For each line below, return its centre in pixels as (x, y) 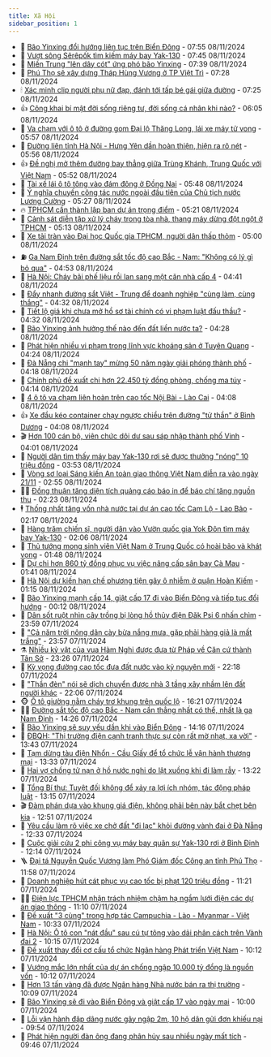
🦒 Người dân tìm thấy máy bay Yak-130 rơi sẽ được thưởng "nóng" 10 (134, 456)
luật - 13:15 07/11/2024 (57, 796)
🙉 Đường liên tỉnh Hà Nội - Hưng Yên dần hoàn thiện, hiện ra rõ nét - (133, 145)
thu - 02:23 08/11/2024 (59, 499)
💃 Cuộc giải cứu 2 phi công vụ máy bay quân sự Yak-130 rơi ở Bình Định (140, 843)
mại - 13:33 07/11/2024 (58, 761)
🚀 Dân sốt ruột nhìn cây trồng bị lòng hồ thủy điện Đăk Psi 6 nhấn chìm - (141, 615)
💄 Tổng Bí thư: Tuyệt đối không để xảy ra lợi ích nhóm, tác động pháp (135, 787)
